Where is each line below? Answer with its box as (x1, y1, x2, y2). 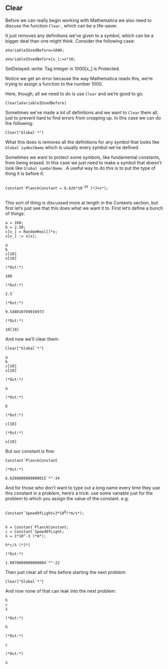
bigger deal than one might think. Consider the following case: (5, 38, 135, 44)
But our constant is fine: (5, 448, 55, 454)
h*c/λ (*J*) (5, 542, 30, 548)
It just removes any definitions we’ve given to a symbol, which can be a (5, 33, 154, 39)
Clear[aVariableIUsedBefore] (5, 100, 67, 106)
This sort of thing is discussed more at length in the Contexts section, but (5, 199, 158, 205)
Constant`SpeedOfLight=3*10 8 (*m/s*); (5, 509, 85, 515)
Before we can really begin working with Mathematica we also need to (5, 17, 152, 23)
